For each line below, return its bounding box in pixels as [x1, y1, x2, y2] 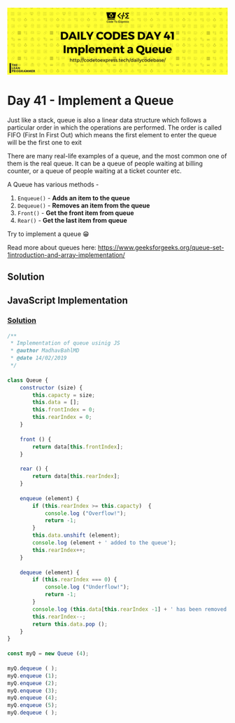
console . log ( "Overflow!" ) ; [44, 509, 127, 517]
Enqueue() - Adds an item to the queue [17, 193, 131, 202]
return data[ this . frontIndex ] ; [32, 443, 124, 450]
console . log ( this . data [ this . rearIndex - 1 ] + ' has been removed [32, 605, 227, 613]
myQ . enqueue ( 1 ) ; [7, 672, 58, 680]
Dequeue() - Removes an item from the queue [17, 201, 150, 209]
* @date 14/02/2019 [10, 354, 68, 361]
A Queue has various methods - [7, 180, 99, 188]
